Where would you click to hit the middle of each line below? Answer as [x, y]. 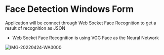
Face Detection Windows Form [69, 9]
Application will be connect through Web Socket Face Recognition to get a [81, 23]
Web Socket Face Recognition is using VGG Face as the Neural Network [85, 38]
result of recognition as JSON [35, 28]
